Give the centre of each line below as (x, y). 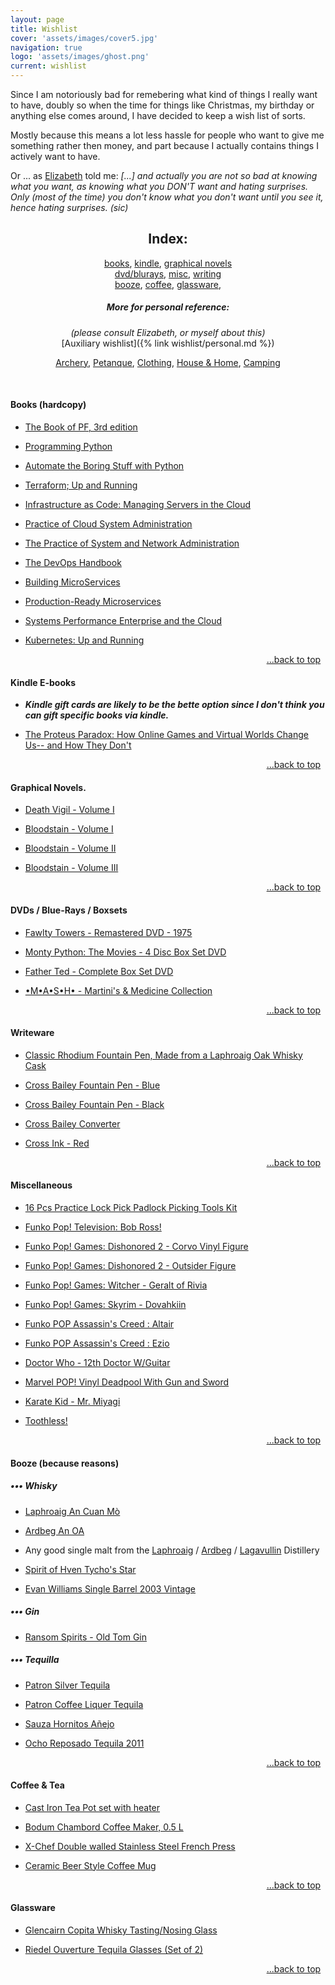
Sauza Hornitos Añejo (69, 1723)
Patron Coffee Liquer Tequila (84, 1704)
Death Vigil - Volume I (69, 810)
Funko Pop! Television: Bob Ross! (93, 1227)
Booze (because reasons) (65, 1463)
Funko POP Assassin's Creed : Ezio (97, 1343)
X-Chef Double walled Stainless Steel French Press (130, 1846)
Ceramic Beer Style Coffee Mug (90, 1865)
